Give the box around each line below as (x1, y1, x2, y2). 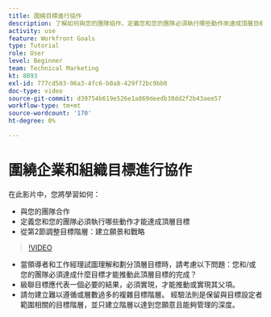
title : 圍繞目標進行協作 (8, 11, 82, 20)
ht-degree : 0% (8, 117, 56, 125)
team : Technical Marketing (8, 65, 99, 73)
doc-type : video (8, 86, 63, 95)
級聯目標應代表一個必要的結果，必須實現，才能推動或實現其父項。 (19, 279, 240, 289)
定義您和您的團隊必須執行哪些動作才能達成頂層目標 (19, 216, 190, 226)
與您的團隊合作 (19, 206, 70, 216)
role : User (8, 49, 45, 57)
